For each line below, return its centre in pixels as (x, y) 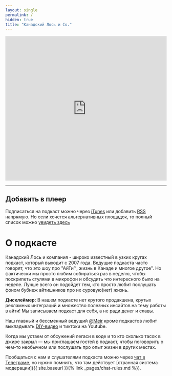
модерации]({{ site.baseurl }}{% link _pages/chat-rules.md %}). (73, 368)
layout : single (21, 10)
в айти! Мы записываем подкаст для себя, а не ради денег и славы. (80, 311)
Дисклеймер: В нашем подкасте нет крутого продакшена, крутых (78, 300)
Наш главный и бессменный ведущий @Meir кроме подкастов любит (81, 321)
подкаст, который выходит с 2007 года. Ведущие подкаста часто (77, 263)
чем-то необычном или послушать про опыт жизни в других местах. (81, 347)
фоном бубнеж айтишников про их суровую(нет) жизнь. (67, 290)
